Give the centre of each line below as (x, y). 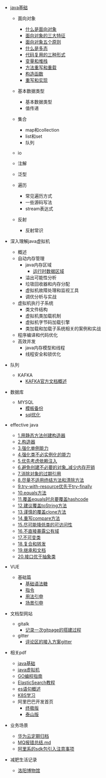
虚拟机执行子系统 (36, 303)
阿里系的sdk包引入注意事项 (46, 749)
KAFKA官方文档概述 (46, 381)
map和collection (42, 130)
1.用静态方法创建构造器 (42, 435)
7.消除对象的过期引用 (39, 474)
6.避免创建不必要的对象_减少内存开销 (56, 467)
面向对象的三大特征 (45, 35)
